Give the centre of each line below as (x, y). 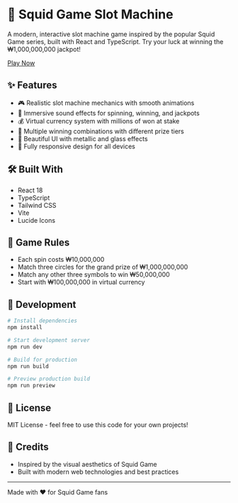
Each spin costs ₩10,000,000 (61, 260)
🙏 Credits (28, 447)
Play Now (21, 62)
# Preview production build (49, 379)
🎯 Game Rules (39, 242)
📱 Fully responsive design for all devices (76, 146)
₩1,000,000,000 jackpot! (44, 49)
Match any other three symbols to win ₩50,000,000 (93, 275)
